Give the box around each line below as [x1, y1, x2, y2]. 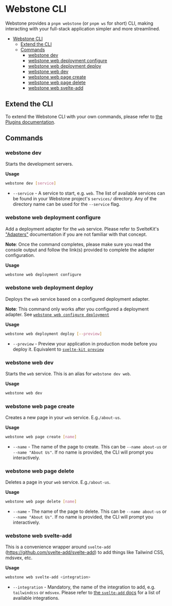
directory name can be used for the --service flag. [12, 201, 121, 207]
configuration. [5, 252, 35, 258]
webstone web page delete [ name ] [5, 499, 77, 505]
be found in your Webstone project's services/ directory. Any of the [12, 196, 157, 202]
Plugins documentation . [5, 119, 55, 125]
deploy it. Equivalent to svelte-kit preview [12, 346, 104, 352]
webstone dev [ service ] [5, 181, 56, 186]
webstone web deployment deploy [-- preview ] [5, 331, 102, 336]
